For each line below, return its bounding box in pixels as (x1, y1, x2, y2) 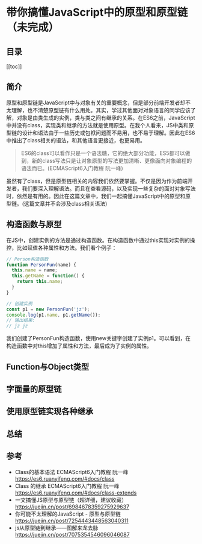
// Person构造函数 (6, 256, 49, 262)
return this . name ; (17, 279, 63, 285)
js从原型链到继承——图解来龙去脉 (14, 524, 99, 531)
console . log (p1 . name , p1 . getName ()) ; (6, 312, 101, 318)
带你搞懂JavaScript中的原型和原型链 (6, 5, 188, 19)
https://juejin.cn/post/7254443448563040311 (14, 517, 129, 524)
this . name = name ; (11, 267, 58, 273)
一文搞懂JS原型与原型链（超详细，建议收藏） (14, 496, 127, 504)
